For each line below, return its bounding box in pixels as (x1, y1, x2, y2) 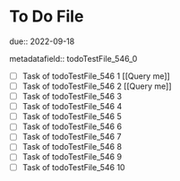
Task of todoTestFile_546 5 (21, 111, 123, 122)
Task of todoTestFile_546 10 (21, 161, 125, 172)
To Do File (9, 6, 84, 27)
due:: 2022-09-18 (9, 36, 75, 47)
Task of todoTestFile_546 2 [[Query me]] (21, 81, 172, 91)
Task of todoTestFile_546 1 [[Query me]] (21, 70, 170, 82)
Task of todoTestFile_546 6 (21, 121, 123, 132)
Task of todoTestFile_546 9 (21, 151, 123, 162)
